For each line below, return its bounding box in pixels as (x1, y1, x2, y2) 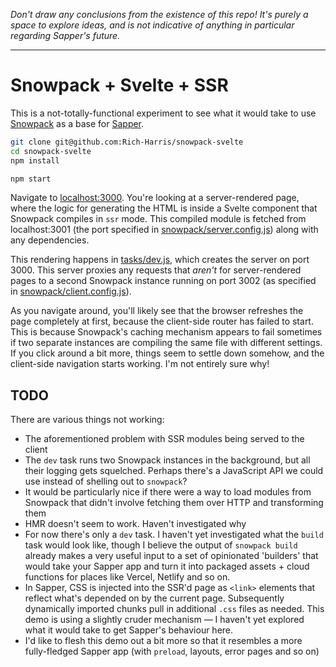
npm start (10, 174, 52, 184)
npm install (10, 155, 60, 166)
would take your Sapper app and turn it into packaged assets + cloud (24, 560, 310, 573)
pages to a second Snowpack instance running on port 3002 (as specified (10, 275, 317, 287)
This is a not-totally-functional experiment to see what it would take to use (10, 107, 317, 119)
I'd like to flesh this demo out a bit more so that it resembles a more (24, 635, 303, 647)
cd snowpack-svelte (10, 146, 92, 156)
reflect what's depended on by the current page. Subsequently (24, 592, 285, 604)
